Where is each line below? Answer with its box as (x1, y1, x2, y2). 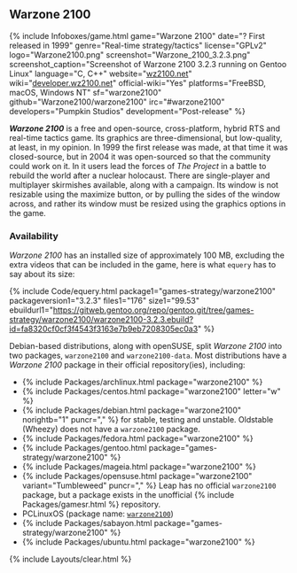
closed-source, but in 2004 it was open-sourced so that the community (9, 151, 271, 162)
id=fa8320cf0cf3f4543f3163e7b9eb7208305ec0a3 (9, 323, 199, 335)
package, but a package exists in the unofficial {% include (21, 490, 235, 500)
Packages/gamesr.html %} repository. (21, 499, 161, 510)
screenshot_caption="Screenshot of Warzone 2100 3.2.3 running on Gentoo (9, 58, 287, 69)
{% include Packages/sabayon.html (21, 518, 152, 529)
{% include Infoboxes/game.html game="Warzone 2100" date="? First (9, 30, 266, 41)
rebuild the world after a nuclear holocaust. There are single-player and (9, 170, 270, 181)
